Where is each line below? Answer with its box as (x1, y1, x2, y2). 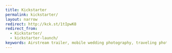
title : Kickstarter (5, 7, 47, 13)
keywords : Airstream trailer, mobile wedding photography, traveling (5, 40, 157, 45)
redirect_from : (5, 26, 38, 31)
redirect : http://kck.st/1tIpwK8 (5, 21, 77, 27)
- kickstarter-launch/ (10, 36, 58, 41)
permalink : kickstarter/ (5, 12, 58, 17)
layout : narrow (5, 17, 38, 22)
